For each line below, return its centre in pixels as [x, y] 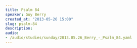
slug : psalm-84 [21, 24]
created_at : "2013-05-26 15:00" [39, 19]
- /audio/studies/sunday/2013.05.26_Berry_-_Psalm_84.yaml [69, 38]
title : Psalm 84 [22, 10]
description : [19, 28]
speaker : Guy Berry [26, 14]
